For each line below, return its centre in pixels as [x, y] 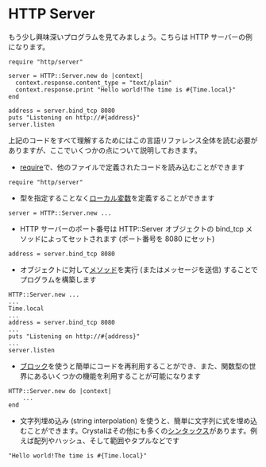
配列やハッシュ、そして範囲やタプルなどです [107, 440]
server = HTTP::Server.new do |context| [76, 76]
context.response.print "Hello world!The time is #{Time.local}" [126, 90]
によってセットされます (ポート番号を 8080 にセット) [128, 239]
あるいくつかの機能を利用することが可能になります [117, 376]
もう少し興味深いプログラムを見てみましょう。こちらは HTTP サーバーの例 [130, 37]
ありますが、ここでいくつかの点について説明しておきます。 [105, 150]
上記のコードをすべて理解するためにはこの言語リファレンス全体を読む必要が [133, 140]
